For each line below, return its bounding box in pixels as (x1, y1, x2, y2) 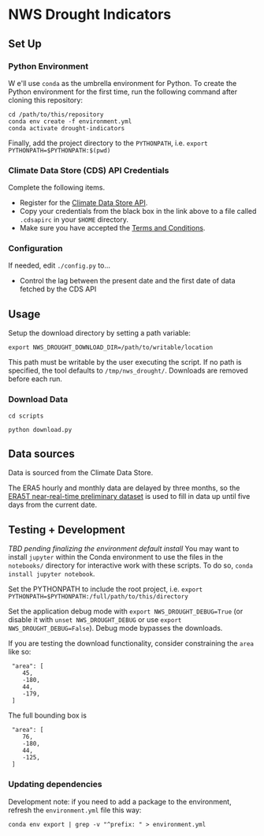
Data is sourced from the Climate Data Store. (8, 468, 154, 478)
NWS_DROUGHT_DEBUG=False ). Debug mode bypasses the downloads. (8, 624, 223, 633)
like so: (8, 647, 32, 657)
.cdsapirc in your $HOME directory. (19, 215, 128, 224)
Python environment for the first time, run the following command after (8, 87, 238, 96)
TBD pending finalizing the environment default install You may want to (8, 544, 240, 553)
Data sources (8, 447, 75, 460)
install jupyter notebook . (8, 569, 95, 579)
